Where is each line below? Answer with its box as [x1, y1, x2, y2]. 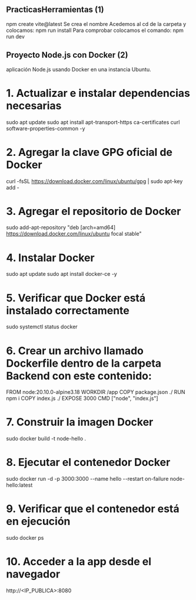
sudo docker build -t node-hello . [6, 435, 87, 442]
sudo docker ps [6, 534, 44, 542]
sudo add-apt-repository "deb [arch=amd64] [6, 224, 116, 231]
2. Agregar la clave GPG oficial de [6, 145, 172, 159]
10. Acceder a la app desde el [6, 555, 152, 569]
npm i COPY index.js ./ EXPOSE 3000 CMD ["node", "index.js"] [6, 395, 158, 402]
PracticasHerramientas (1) [6, 5, 104, 15]
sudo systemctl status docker [6, 323, 78, 330]
